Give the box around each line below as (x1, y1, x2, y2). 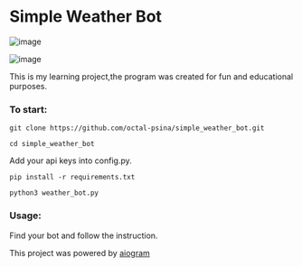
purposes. (9, 80, 48, 91)
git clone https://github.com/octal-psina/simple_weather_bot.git (9, 124, 265, 133)
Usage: (9, 209, 42, 222)
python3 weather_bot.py (9, 189, 99, 198)
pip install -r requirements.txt (9, 173, 136, 182)
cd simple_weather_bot (9, 140, 95, 149)
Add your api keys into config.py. (9, 155, 133, 166)
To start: (9, 103, 48, 115)
